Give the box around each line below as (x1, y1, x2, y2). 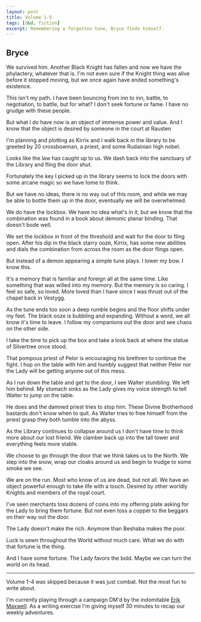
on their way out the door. (6, 514, 70, 521)
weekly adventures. (6, 609, 55, 616)
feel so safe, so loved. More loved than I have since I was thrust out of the (6, 288, 188, 295)
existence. (6, 83, 32, 90)
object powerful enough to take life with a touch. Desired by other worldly (6, 483, 188, 490)
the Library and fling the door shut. (6, 161, 92, 168)
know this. (6, 264, 32, 271)
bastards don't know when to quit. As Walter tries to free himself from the (6, 410, 187, 417)
